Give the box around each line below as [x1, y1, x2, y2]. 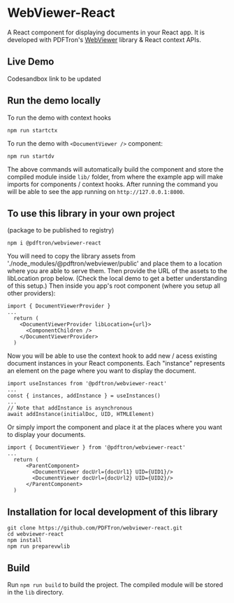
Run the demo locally [7, 95, 101, 106]
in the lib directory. [7, 588, 64, 596]
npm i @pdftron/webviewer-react [7, 240, 101, 247]
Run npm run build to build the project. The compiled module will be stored [7, 581, 224, 589]
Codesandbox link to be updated [7, 74, 101, 83]
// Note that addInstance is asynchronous [7, 405, 133, 412]
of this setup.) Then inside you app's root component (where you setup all [7, 282, 221, 290]
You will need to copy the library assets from [7, 252, 136, 261]
